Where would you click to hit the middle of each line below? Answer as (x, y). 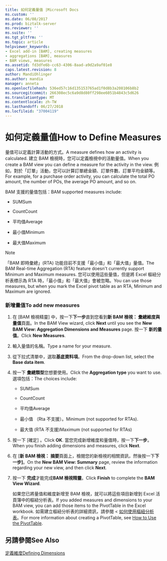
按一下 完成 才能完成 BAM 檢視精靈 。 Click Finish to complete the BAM (83, 478)
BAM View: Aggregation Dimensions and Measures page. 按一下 (80, 329)
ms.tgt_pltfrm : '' (24, 38)
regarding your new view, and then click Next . (59, 468)
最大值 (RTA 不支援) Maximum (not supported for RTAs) (76, 429)
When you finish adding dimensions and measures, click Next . (76, 446)
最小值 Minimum (28, 232)
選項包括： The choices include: (44, 379)
